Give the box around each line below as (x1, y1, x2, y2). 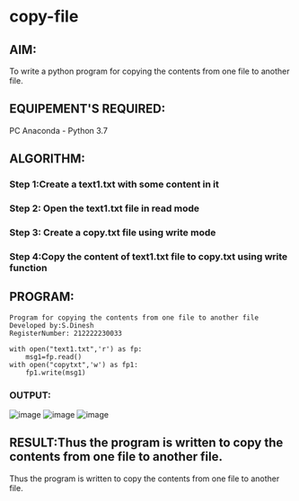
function (9, 261, 48, 274)
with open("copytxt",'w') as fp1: (9, 360, 139, 369)
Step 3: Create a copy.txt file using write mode (9, 226, 216, 239)
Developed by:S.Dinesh (9, 321, 94, 330)
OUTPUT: (9, 389, 51, 401)
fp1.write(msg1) (25, 368, 87, 377)
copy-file (9, 6, 79, 27)
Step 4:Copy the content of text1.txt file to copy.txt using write (9, 250, 288, 262)
